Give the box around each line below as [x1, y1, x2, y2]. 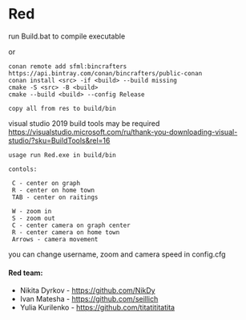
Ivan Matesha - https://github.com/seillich [19, 294, 159, 304]
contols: [8, 165, 38, 173]
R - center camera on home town [11, 228, 120, 237]
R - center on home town [11, 186, 95, 194]
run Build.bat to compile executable [8, 31, 126, 41]
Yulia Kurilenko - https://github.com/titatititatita [19, 302, 175, 313]
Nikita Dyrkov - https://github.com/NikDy [19, 286, 155, 295]
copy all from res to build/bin [8, 104, 116, 112]
